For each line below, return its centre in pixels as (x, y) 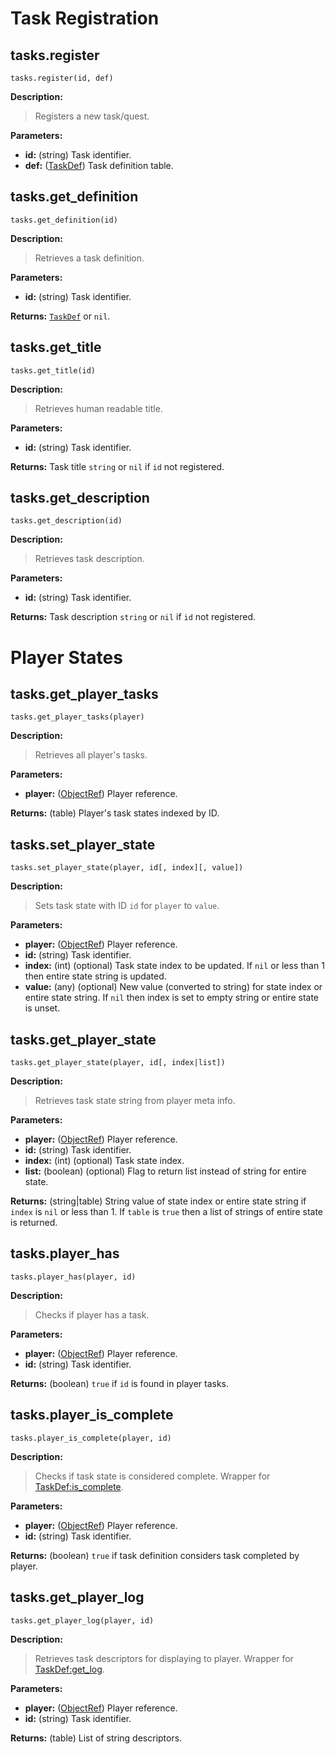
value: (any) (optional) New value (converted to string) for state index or (173, 987)
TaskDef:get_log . (69, 1669)
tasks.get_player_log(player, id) (82, 1620)
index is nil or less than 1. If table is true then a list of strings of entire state (167, 1212)
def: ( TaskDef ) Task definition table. (99, 165)
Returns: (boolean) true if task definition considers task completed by (155, 1555)
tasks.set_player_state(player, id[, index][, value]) (127, 868)
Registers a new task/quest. (92, 116)
